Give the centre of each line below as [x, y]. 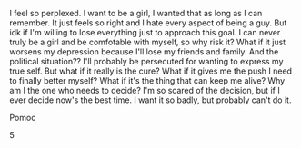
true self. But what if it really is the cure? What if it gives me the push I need [151, 71]
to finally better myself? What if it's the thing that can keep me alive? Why [147, 80]
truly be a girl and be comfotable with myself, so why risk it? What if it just [148, 42]
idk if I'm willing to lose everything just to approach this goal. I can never [145, 32]
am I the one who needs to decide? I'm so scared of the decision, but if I [145, 90]
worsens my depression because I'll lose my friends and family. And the [144, 52]
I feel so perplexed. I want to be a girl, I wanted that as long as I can [136, 13]
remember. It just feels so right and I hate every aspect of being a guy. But [148, 23]
